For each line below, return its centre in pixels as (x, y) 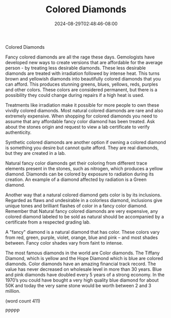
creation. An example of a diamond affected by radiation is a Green (76, 179)
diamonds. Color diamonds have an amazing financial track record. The (81, 264)
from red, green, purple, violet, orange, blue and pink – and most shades (82, 237)
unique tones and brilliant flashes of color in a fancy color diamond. (76, 206)
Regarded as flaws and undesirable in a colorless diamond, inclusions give (84, 200)
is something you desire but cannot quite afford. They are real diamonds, (82, 148)
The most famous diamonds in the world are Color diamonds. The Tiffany (82, 253)
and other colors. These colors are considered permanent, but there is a (81, 90)
